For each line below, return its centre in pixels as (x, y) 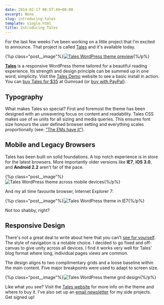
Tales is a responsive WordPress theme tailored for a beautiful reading (76, 66)
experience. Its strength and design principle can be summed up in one (77, 71)
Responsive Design (35, 226)
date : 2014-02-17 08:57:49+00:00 (39, 10)
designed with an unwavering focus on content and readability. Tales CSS (80, 114)
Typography (24, 97)
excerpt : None (20, 14)
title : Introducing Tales (31, 28)
